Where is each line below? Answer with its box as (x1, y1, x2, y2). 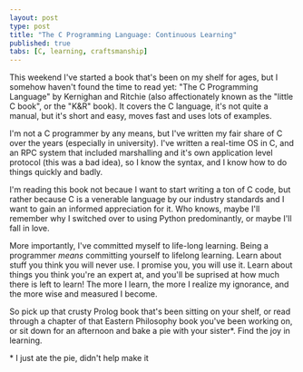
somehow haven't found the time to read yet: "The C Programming (9, 82, 259, 93)
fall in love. (9, 223, 50, 234)
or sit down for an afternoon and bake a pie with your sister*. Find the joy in (9, 326, 290, 337)
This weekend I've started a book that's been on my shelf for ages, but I (9, 72, 279, 83)
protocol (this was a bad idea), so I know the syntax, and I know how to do (9, 157, 288, 168)
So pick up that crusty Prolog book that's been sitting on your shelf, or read (9, 306, 291, 318)
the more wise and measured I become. (9, 289, 158, 299)
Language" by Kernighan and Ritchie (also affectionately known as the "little (9, 92, 294, 103)
